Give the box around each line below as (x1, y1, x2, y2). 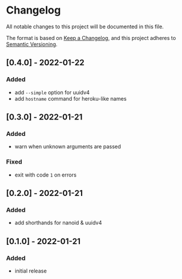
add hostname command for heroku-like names (14, 95, 127, 102)
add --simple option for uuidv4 (14, 89, 90, 96)
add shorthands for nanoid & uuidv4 (14, 219, 102, 227)
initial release (14, 267, 47, 274)
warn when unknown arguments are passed (14, 143, 122, 150)
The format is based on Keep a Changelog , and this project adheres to (6, 34, 176, 41)
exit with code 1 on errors (14, 171, 77, 178)
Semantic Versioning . (6, 41, 58, 48)
